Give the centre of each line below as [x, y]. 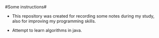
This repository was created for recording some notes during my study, [83, 16]
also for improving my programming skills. [54, 21]
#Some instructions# [26, 7]
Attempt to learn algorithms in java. [47, 30]
